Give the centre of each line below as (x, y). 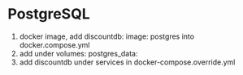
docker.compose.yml (54, 44)
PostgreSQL (49, 14)
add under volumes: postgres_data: (79, 53)
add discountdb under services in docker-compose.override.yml (127, 62)
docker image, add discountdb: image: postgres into (107, 36)
